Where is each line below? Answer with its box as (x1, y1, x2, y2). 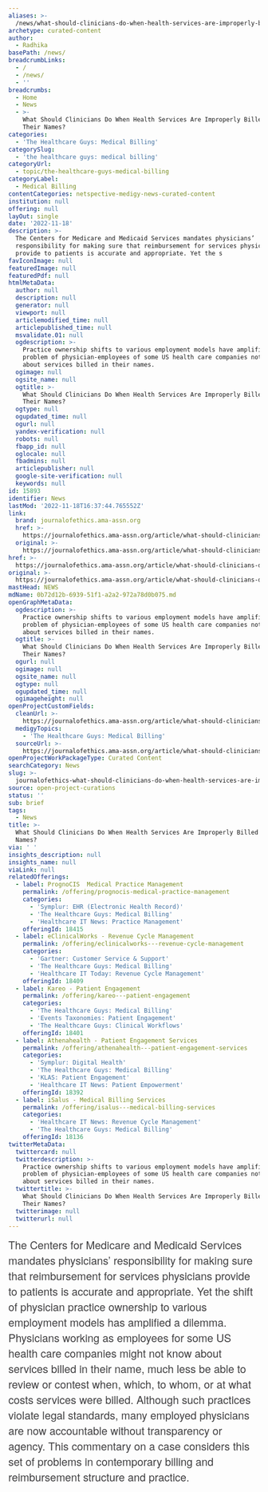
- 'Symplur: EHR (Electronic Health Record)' (29, 903, 183, 911)
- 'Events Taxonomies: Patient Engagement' (29, 1014, 177, 1022)
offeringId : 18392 (22, 1088, 84, 1097)
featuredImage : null (8, 264, 77, 272)
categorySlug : (8, 145, 56, 153)
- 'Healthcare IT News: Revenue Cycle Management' (29, 1118, 202, 1126)
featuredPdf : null (8, 272, 69, 280)
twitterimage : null (15, 1207, 81, 1215)
